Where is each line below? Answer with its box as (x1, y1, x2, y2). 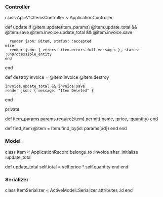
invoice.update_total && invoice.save (5, 84, 85, 89)
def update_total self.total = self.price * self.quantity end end (5, 164, 128, 169)
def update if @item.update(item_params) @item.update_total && (5, 24, 137, 30)
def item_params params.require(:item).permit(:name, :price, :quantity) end (5, 116, 158, 122)
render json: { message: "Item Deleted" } (5, 88, 94, 93)
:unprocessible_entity (5, 52, 52, 57)
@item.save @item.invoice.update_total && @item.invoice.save (5, 30, 132, 35)
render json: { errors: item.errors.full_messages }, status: (9, 48, 140, 53)
